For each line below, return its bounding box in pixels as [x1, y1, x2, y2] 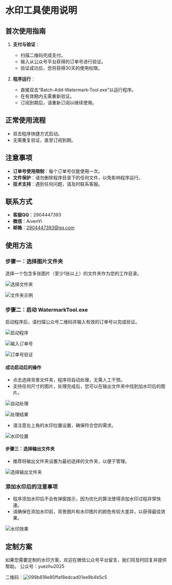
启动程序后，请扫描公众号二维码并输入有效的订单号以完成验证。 [5, 319, 140, 325]
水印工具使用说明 [5, 5, 78, 16]
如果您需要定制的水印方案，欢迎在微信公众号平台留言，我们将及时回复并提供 [5, 557, 167, 563]
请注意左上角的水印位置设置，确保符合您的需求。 [12, 422, 116, 428]
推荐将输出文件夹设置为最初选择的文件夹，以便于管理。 [12, 458, 130, 464]
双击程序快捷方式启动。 [12, 130, 62, 136]
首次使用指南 [5, 27, 46, 35]
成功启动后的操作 [5, 365, 41, 371]
